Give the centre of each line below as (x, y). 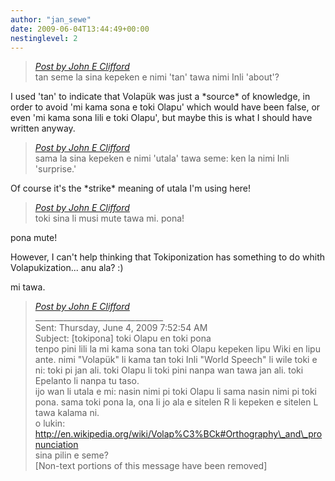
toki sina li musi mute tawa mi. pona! (109, 218)
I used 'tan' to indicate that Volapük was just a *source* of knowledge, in (160, 97)
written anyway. (43, 128)
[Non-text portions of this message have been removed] (151, 466)
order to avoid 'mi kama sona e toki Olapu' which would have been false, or (165, 107)
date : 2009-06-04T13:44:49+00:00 (80, 29)
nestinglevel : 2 (44, 38)
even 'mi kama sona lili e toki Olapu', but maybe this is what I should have (161, 118)
